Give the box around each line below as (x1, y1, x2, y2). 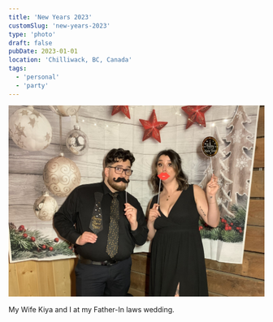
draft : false (8, 39, 53, 47)
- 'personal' (15, 73, 60, 81)
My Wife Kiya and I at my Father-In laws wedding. (8, 305, 175, 315)
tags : (8, 65, 27, 73)
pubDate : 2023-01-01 (8, 47, 79, 56)
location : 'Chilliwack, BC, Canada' (8, 56, 132, 64)
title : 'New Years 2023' (8, 13, 93, 21)
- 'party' (15, 81, 49, 89)
